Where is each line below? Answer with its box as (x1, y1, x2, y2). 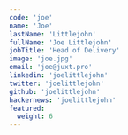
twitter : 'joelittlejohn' (9, 79, 104, 88)
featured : (9, 104, 46, 113)
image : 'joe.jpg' (9, 54, 73, 63)
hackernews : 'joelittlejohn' (9, 95, 117, 105)
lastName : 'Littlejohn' (9, 29, 97, 38)
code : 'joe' (9, 12, 53, 22)
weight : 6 (17, 112, 53, 121)
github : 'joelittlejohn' (9, 87, 101, 96)
